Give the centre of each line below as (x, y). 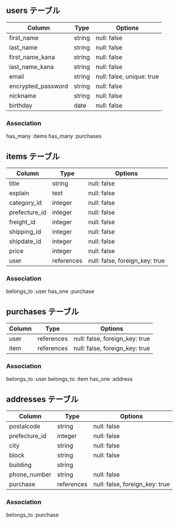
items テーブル (33, 156)
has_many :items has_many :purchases (54, 136)
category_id (25, 203)
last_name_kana (32, 67)
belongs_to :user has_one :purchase (50, 291)
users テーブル (33, 11)
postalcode (25, 427)
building (20, 465)
